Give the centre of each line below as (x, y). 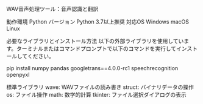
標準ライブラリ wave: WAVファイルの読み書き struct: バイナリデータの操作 (100, 87)
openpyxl (18, 75)
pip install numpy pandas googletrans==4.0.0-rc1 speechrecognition (92, 68)
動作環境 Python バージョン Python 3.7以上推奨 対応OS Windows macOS (98, 22)
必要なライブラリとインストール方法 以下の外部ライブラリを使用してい (95, 41)
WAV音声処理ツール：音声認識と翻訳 (52, 9)
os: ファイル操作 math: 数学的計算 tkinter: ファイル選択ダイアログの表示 (97, 95)
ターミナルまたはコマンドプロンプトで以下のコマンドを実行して (96, 48)
